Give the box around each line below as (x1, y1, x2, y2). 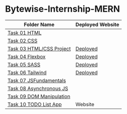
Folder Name (24, 21, 55, 28)
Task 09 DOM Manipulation (7, 93, 71, 100)
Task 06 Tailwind (7, 69, 47, 76)
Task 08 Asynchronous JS (7, 85, 69, 91)
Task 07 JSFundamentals (7, 77, 66, 84)
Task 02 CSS (7, 37, 38, 44)
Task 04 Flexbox (7, 53, 46, 60)
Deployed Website (75, 21, 120, 28)
